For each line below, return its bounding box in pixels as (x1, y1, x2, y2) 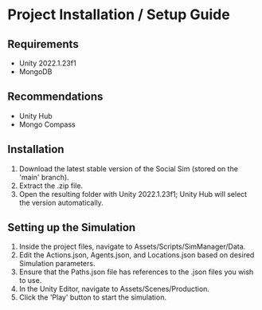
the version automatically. (18, 198, 104, 207)
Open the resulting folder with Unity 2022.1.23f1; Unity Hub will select (18, 189, 248, 198)
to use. (18, 276, 42, 285)
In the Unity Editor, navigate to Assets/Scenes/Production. (18, 284, 210, 294)
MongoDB (18, 67, 53, 77)
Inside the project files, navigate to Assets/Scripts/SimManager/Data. (18, 241, 246, 252)
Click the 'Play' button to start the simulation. (18, 292, 166, 302)
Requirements (7, 37, 79, 51)
